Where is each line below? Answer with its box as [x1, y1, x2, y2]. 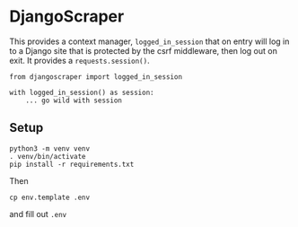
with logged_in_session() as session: [9, 88, 154, 97]
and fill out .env [9, 208, 67, 219]
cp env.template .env [9, 193, 91, 202]
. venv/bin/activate [9, 152, 87, 161]
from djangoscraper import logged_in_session [9, 72, 182, 82]
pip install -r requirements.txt [9, 160, 135, 169]
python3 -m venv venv [9, 144, 91, 153]
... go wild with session [25, 96, 123, 105]
